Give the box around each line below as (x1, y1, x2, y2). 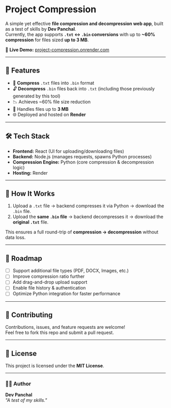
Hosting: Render (12, 170, 48, 176)
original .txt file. (12, 219, 49, 225)
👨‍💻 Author (5, 380, 32, 388)
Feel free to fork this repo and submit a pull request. (5, 329, 115, 335)
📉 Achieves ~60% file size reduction (12, 99, 91, 105)
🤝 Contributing (5, 310, 53, 319)
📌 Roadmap (5, 254, 42, 262)
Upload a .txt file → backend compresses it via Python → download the (12, 203, 164, 209)
